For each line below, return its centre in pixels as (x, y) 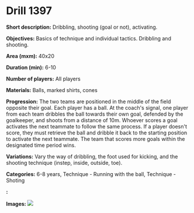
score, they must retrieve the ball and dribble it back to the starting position (97, 133)
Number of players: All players (43, 79)
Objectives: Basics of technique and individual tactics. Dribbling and (89, 38)
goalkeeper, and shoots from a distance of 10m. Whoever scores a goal (92, 120)
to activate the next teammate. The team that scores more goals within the (96, 138)
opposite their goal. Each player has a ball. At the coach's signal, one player (97, 107)
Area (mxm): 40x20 (30, 56)
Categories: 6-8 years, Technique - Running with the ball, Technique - (91, 174)
